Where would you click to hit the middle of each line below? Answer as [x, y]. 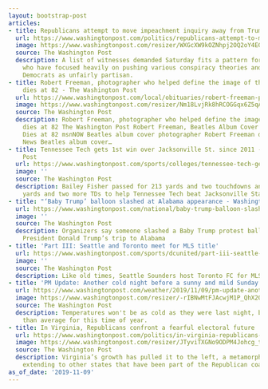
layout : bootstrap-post [48, 16]
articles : [25, 23]
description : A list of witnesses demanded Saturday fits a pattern [132, 61]
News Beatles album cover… [67, 142]
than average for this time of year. [85, 320]
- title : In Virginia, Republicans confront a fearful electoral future [132, 327]
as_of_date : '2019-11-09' [51, 372]
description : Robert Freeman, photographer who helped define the [128, 120]
